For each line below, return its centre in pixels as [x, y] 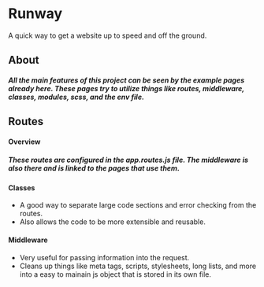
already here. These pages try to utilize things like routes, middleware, [126, 88]
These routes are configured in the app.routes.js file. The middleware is [128, 160]
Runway [35, 14]
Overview [24, 142]
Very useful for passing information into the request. [104, 257]
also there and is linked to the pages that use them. [94, 168]
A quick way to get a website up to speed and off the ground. [108, 35]
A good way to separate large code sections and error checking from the [138, 205]
